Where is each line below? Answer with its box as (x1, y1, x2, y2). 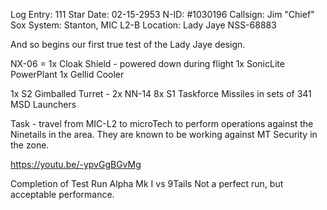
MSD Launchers (10, 99, 77, 110)
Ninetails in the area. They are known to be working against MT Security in (10, 129, 318, 140)
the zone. (10, 139, 50, 151)
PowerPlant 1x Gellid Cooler (10, 69, 125, 80)
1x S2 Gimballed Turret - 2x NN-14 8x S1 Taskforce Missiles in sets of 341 (10, 88, 312, 99)
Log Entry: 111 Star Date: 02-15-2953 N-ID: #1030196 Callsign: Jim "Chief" (10, 9, 315, 20)
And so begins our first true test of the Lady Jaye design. (10, 39, 246, 50)
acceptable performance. (10, 189, 115, 200)
